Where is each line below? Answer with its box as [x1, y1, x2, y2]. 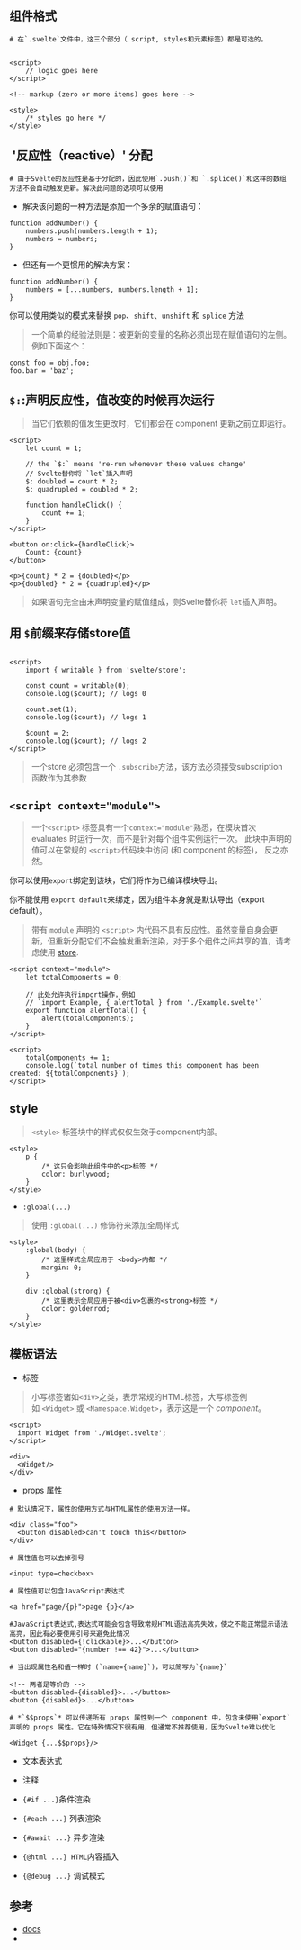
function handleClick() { [25, 501, 123, 510]
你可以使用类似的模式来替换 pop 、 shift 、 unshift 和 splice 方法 [9, 310, 245, 320]
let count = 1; [25, 444, 83, 453]
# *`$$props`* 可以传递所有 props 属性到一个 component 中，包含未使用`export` [9, 1713, 291, 1722]
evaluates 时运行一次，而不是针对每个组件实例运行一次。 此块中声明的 [31, 834, 292, 844]
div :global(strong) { [25, 1286, 111, 1295]
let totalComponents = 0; [25, 973, 123, 982]
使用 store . [39, 947, 79, 958]
